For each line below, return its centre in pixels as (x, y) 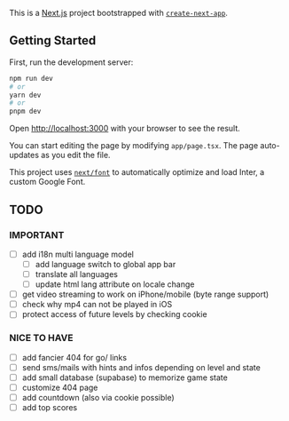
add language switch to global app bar (105, 264)
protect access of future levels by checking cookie (114, 314)
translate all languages (76, 274)
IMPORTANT (37, 234)
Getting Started (53, 40)
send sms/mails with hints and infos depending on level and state (141, 367)
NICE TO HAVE (41, 338)
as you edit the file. (76, 155)
